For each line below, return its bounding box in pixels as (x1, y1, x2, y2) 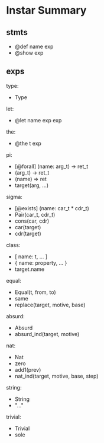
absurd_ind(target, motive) (14, 330, 80, 337)
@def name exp (14, 43, 54, 50)
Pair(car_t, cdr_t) (14, 211, 56, 218)
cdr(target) (14, 230, 41, 237)
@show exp (14, 49, 44, 56)
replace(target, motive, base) (14, 301, 86, 308)
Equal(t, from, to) (14, 289, 56, 296)
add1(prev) (14, 366, 41, 373)
